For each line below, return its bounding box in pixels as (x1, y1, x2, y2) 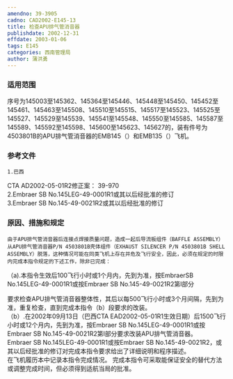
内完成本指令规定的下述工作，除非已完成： (7, 258, 111, 265)
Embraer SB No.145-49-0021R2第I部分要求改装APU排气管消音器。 (7, 329, 197, 338)
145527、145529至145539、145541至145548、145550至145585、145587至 (7, 114, 224, 123)
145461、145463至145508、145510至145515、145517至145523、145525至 (7, 106, 220, 114)
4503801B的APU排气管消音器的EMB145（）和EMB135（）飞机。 (7, 132, 193, 140)
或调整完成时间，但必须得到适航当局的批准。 (7, 364, 136, 373)
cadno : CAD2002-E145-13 (7, 17, 77, 24)
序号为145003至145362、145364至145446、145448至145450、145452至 (7, 97, 219, 105)
